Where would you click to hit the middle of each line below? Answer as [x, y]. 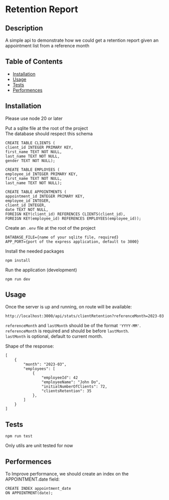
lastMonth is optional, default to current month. [54, 336]
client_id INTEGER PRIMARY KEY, [39, 147]
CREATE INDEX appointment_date [38, 489]
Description [24, 28]
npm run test [19, 436]
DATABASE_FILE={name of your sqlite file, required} [62, 237]
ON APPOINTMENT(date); [29, 493]
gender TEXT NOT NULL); [30, 161]
